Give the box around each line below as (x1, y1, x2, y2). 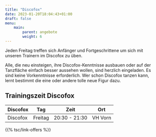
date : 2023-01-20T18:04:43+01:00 (5, 12, 73, 17)
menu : (5, 20, 16, 26)
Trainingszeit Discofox (5, 92, 75, 100)
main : (14, 25, 25, 30)
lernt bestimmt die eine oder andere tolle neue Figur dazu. (5, 77, 121, 83)
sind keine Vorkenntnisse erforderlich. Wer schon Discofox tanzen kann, (5, 72, 149, 78)
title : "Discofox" (5, 7, 42, 12)
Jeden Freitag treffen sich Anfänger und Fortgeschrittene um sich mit (5, 47, 143, 53)
